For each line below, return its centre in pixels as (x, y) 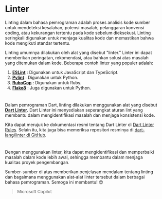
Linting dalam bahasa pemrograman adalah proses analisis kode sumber (78, 22)
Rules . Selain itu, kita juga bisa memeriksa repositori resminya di (69, 130)
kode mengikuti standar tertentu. (38, 43)
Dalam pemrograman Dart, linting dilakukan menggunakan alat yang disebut (81, 105)
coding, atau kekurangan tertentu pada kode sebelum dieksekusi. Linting (78, 33)
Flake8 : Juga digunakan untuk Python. (52, 88)
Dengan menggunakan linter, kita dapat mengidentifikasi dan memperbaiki (80, 152)
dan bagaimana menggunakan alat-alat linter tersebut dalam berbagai (75, 177)
